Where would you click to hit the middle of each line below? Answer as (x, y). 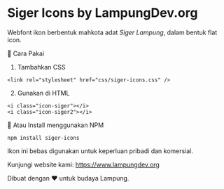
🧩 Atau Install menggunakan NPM (56, 125)
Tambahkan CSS (41, 67)
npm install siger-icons (43, 138)
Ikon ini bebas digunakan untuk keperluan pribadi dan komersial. (100, 151)
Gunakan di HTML (43, 93)
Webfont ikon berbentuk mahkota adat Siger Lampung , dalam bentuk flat (112, 32)
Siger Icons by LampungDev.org (103, 13)
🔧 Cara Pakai (26, 53)
